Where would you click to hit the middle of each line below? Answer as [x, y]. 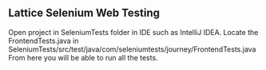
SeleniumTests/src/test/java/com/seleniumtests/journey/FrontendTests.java [132, 49]
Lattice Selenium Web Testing [84, 13]
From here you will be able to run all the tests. [83, 57]
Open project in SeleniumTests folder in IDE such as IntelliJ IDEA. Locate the [133, 32]
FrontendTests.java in [44, 41]
